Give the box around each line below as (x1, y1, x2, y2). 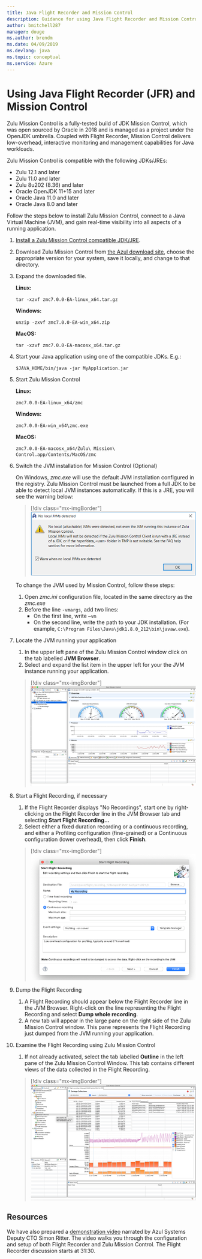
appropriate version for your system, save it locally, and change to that (15, 254, 191, 261)
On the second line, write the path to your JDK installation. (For (33, 619, 189, 626)
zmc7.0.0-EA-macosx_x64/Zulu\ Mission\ (15, 445, 116, 452)
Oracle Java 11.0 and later (15, 194, 79, 201)
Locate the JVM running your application (15, 637, 117, 644)
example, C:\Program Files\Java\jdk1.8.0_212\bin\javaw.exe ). (33, 625, 190, 633)
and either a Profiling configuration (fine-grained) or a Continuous (24, 829, 188, 836)
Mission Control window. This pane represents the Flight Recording (24, 1023, 191, 1030)
